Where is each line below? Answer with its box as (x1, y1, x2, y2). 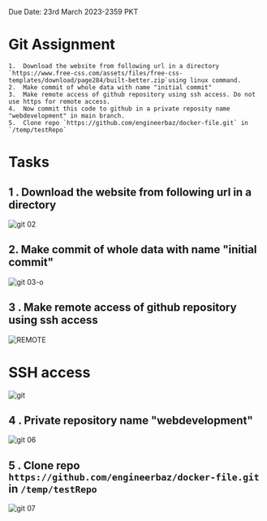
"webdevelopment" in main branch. (8, 111, 126, 120)
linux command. (189, 76, 242, 84)
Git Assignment (8, 36, 116, 54)
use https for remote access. (8, 97, 111, 105)
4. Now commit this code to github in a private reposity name (8, 105, 230, 113)
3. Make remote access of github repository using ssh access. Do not (8, 90, 256, 98)
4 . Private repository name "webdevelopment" (8, 413, 253, 427)
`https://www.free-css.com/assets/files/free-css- (8, 69, 183, 77)
